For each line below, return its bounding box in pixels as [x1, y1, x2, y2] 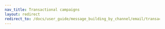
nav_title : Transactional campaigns [4, 7, 80, 12]
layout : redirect [4, 12, 40, 17]
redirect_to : [4, 16, 32, 21]
